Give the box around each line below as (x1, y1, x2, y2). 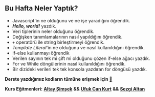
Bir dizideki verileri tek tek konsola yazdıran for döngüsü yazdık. (12, 66, 147, 72)
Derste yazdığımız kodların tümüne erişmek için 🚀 (5, 76, 113, 82)
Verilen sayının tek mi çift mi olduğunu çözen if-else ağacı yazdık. (12, 55, 150, 61)
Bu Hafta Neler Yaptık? (5, 4, 78, 13)
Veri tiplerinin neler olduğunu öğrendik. (12, 28, 95, 35)
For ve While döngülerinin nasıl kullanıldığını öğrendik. (12, 60, 126, 67)
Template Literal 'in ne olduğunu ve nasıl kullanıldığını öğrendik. (12, 44, 145, 50)
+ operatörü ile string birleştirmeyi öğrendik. (12, 39, 105, 45)
